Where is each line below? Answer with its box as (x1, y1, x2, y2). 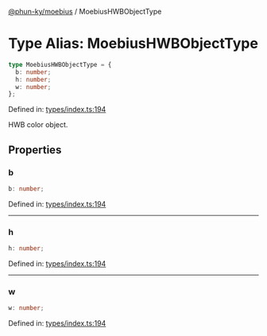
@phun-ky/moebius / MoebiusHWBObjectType (8, 7, 162, 16)
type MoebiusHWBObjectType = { (8, 60, 112, 68)
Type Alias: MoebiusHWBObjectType (8, 35, 258, 52)
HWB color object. (8, 120, 68, 129)
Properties (8, 143, 62, 156)
